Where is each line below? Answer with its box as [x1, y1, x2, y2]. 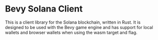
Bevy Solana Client [5, 3, 83, 14]
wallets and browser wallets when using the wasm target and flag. [5, 29, 138, 35]
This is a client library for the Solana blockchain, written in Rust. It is [5, 19, 141, 25]
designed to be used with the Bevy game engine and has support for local [5, 24, 153, 30]
